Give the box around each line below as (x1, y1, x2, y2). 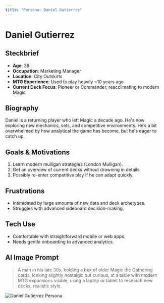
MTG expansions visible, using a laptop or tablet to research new (17, 277, 153, 283)
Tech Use (5, 220, 35, 228)
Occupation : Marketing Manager (12, 68, 82, 74)
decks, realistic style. (17, 283, 62, 289)
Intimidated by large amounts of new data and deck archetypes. (12, 200, 146, 206)
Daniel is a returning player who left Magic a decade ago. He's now (5, 117, 145, 124)
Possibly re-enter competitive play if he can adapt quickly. (12, 172, 134, 178)
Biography (5, 104, 39, 112)
